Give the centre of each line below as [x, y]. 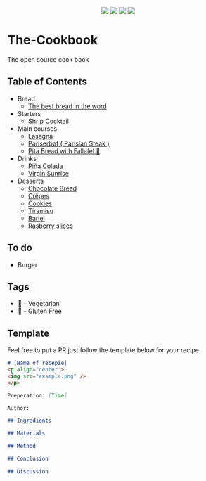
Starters [29, 113]
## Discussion [28, 471]
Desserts [31, 181]
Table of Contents [47, 82]
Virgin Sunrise [48, 173]
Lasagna [40, 136]
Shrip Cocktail [48, 121]
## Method [22, 447]
